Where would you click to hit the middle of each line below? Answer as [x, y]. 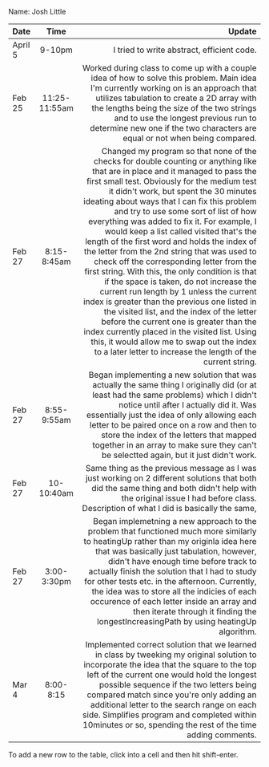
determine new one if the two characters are [173, 128]
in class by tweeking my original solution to [176, 655]
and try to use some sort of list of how [185, 211]
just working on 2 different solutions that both [171, 478]
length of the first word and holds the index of [171, 241]
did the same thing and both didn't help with [174, 488]
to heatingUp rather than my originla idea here [170, 541]
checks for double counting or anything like [175, 161]
